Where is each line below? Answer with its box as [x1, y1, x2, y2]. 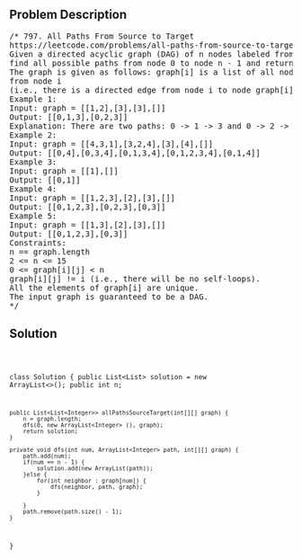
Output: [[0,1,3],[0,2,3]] [9, 111, 129, 122]
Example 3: [9, 156, 58, 167]
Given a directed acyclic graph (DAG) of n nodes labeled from [9, 49, 294, 59]
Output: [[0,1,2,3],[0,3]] [9, 228, 129, 239]
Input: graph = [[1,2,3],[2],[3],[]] [9, 192, 176, 203]
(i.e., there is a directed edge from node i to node [9, 84, 252, 95]
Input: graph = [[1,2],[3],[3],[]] [9, 102, 166, 113]
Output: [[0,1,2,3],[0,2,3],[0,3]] [9, 201, 166, 212]
